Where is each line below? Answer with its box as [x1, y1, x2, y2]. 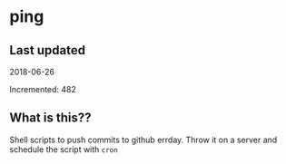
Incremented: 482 [9, 84, 77, 94]
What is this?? [9, 111, 92, 126]
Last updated [9, 43, 86, 58]
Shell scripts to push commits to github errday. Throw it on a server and [9, 134, 278, 145]
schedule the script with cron [9, 143, 118, 155]
